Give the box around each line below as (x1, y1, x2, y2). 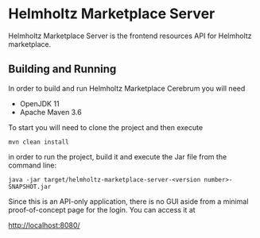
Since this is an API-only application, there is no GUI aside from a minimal (8, 196, 249, 206)
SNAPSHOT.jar (8, 182, 52, 190)
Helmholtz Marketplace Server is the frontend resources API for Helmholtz (8, 31, 252, 40)
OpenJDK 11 (19, 98, 60, 108)
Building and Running (8, 63, 117, 76)
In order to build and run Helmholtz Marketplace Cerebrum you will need (8, 83, 246, 93)
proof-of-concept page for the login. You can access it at (8, 205, 196, 214)
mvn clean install (8, 138, 69, 146)
